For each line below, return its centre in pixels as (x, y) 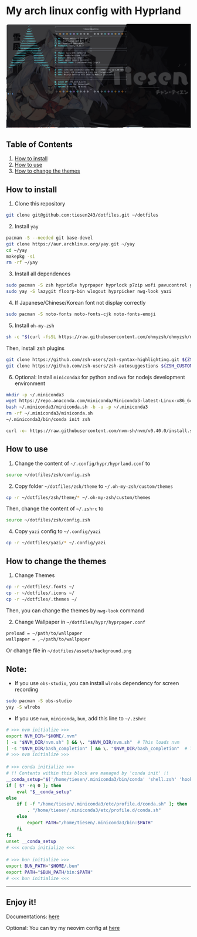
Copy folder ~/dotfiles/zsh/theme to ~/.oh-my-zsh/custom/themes (94, 486)
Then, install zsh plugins (35, 348)
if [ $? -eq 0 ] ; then (34, 786)
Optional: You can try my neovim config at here (63, 928)
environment (30, 383)
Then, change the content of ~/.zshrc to (55, 508)
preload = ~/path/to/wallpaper (44, 633)
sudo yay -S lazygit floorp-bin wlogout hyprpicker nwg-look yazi (89, 292)
